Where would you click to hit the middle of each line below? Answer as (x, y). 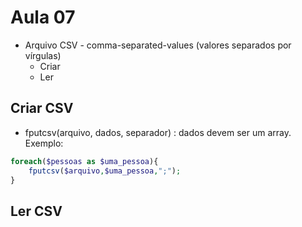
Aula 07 (43, 17)
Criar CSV (42, 108)
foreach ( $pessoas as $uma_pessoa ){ (84, 161)
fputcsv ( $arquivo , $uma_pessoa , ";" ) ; (105, 171)
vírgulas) (43, 55)
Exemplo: (44, 143)
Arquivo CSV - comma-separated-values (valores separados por (158, 45)
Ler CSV (36, 211)
